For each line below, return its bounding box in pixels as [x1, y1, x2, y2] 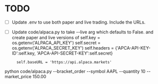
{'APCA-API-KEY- [115, 45, 151, 51]
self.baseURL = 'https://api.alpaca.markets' [16, 60, 112, 65]
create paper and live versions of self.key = [11, 35, 101, 41]
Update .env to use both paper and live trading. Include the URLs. [11, 19, 146, 25]
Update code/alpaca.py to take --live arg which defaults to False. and [11, 29, 154, 35]
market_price [4, 74, 32, 80]
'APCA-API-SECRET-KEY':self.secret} [36, 50, 113, 56]
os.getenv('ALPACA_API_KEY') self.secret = [11, 40, 101, 46]
